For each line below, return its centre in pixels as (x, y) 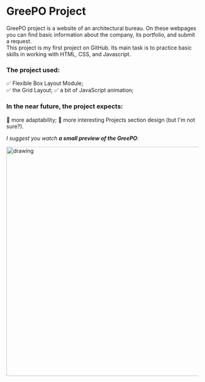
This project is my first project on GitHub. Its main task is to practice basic (99, 48)
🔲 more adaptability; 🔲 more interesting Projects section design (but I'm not (101, 120)
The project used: (33, 70)
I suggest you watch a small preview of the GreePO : (73, 138)
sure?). (15, 126)
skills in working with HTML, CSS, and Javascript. (69, 54)
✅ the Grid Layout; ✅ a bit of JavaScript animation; (70, 90)
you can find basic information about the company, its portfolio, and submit (101, 34)
